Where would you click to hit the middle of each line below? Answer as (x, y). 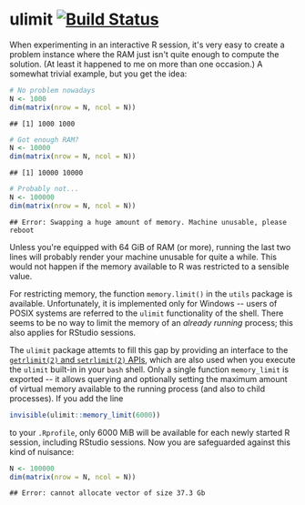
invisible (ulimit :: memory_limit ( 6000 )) (85, 415)
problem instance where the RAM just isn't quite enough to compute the (144, 54)
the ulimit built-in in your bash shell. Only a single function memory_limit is (149, 369)
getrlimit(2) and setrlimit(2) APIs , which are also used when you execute (152, 359)
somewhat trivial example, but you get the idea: (98, 74)
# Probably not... (44, 189)
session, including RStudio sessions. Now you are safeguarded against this (150, 442)
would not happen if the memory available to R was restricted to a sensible (149, 266)
